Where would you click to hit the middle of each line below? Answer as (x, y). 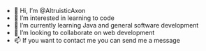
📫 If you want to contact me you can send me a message (97, 40)
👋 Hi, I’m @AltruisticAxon (50, 11)
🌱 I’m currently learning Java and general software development (106, 25)
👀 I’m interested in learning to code (64, 18)
